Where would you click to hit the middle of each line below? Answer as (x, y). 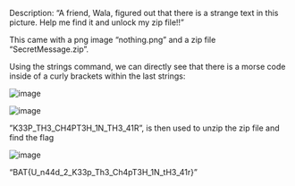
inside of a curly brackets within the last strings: (97, 76)
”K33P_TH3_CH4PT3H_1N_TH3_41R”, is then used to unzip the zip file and (144, 128)
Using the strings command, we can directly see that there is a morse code (147, 67)
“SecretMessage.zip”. (49, 49)
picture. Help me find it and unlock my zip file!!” (97, 22)
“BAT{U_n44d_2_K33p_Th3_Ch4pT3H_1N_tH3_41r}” (104, 172)
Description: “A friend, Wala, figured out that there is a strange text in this (144, 13)
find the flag (32, 137)
